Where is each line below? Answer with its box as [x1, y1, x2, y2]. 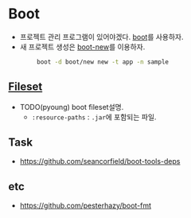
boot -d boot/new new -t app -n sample [37, 57, 170, 66]
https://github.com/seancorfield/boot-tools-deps [19, 157, 181, 166]
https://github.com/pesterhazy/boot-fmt [19, 200, 152, 211]
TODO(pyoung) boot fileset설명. [19, 102, 124, 111]
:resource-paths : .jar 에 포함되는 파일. [31, 112, 157, 122]
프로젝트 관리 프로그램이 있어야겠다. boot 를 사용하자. [19, 32, 184, 41]
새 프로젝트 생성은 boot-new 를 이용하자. [19, 41, 146, 52]
